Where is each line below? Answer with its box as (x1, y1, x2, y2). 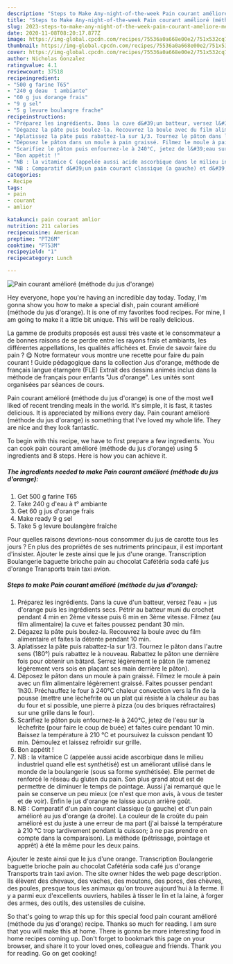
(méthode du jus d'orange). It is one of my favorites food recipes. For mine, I (7, 308, 225, 316)
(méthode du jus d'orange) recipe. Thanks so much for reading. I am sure (7, 920, 217, 928)
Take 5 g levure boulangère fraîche (17, 522, 118, 530)
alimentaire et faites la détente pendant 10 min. (17, 635, 151, 643)
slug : (7, 23, 23, 30)
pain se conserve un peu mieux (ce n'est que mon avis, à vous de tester (17, 789, 223, 798)
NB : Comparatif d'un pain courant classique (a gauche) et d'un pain (17, 804, 213, 812)
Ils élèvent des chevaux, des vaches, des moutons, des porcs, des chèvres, (7, 877, 223, 885)
